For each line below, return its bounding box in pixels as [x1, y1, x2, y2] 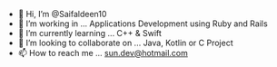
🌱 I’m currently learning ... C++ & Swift [17, 28, 162, 38]
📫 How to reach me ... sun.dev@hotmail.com [17, 48, 189, 58]
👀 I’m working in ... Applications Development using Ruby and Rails [17, 18, 268, 29]
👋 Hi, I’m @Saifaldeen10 [17, 9, 107, 19]
